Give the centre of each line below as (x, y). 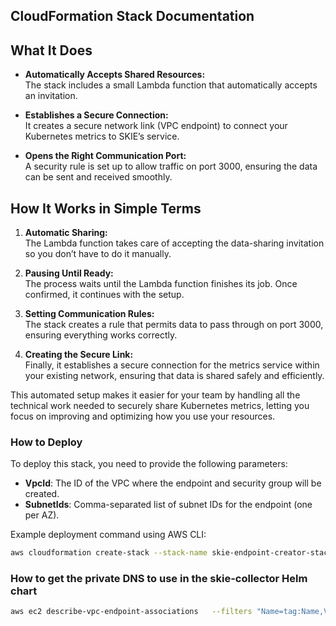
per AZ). (42, 515)
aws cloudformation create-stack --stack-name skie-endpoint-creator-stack (171, 553)
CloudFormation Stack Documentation (132, 16)
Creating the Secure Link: (79, 355)
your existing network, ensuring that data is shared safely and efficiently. (174, 376)
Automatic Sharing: (66, 233)
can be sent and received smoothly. (98, 177)
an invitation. (51, 96)
